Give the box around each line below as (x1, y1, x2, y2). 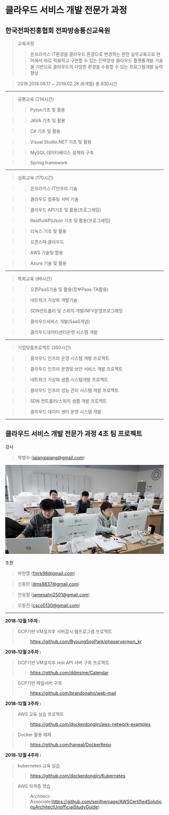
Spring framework (30, 159, 68, 166)
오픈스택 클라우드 (30, 239, 64, 244)
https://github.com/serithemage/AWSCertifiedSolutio (52, 798, 162, 805)
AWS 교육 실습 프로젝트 (17, 711, 64, 717)
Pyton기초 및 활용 (30, 107, 65, 113)
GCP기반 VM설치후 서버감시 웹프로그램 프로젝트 (17, 628, 112, 634)
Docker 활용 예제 (17, 731, 52, 738)
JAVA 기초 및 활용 (30, 118, 65, 123)
